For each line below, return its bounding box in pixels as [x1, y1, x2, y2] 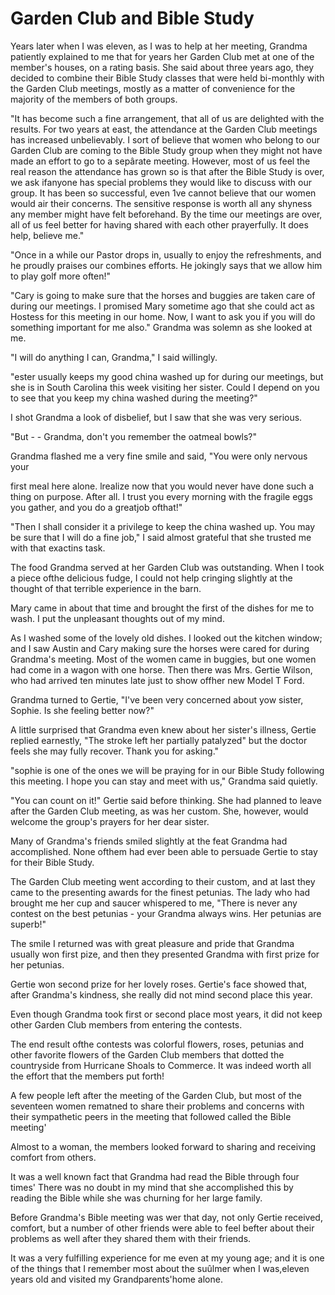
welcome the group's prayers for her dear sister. [10, 815, 210, 827]
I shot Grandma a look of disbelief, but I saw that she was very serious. [10, 411, 303, 423]
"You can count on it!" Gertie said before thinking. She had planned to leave [10, 794, 322, 806]
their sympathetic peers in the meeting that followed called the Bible [10, 1110, 292, 1122]
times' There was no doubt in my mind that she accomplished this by [10, 1181, 294, 1193]
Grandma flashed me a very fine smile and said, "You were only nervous [10, 450, 308, 462]
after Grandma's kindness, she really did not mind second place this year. [10, 988, 313, 1001]
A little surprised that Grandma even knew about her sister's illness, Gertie [10, 723, 317, 736]
